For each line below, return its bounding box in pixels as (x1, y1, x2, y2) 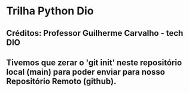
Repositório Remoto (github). (6, 76, 117, 86)
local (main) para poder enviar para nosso (6, 67, 166, 77)
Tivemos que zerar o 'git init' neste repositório (6, 57, 182, 68)
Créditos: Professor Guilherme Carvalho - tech (6, 28, 184, 38)
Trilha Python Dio (6, 4, 94, 18)
